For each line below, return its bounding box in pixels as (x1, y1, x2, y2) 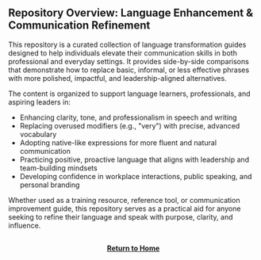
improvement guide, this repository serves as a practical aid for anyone (8, 204, 241, 213)
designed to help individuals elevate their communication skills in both (8, 48, 238, 58)
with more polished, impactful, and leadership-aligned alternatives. (8, 73, 228, 82)
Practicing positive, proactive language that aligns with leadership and (19, 155, 250, 164)
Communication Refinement (8, 19, 151, 32)
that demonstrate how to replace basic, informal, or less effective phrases (8, 65, 250, 75)
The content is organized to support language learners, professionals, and (8, 89, 251, 98)
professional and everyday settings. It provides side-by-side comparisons (8, 56, 250, 66)
